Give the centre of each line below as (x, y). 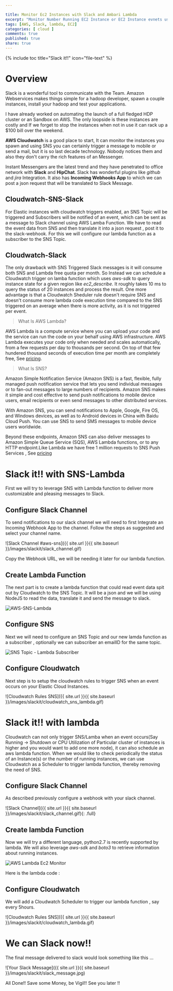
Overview (27, 79)
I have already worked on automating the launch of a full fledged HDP (79, 114)
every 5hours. (20, 907)
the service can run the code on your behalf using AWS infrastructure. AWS (85, 337)
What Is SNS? (32, 369)
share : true (18, 44)
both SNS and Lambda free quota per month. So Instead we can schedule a (85, 273)
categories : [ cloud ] (30, 29)
